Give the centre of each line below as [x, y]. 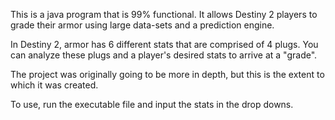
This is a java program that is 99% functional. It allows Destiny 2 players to [164, 14]
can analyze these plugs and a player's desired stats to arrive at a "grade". [164, 55]
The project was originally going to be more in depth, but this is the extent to [167, 74]
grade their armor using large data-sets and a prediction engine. [142, 25]
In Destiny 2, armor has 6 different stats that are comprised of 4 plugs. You [164, 44]
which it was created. [54, 85]
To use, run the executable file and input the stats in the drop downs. [152, 104]
